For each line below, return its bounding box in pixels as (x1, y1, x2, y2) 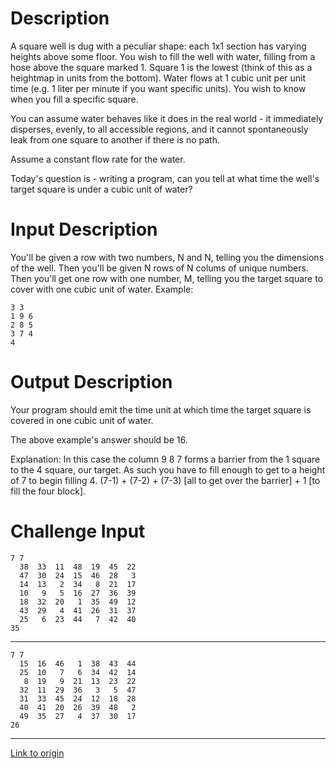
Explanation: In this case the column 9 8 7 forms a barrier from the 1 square (10, 453, 321, 465)
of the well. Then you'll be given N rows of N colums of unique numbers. (10, 262, 309, 274)
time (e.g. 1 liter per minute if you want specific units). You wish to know (10, 82, 307, 94)
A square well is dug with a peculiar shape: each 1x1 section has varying (10, 40, 307, 52)
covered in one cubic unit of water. (10, 414, 154, 426)
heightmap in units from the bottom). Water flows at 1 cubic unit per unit (10, 72, 307, 84)
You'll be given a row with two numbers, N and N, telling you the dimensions (10, 251, 325, 263)
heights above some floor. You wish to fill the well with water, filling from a (10, 50, 316, 62)
